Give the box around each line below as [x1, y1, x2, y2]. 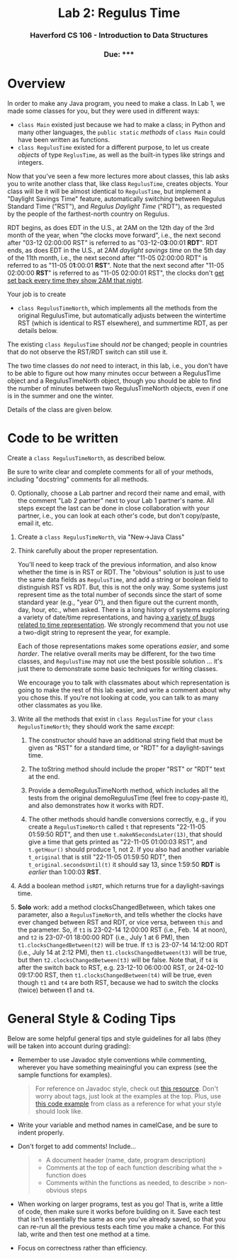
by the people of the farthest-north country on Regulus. [7, 209, 170, 218]
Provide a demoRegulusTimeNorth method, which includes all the [28, 786, 220, 795]
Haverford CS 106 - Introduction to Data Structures [30, 31, 208, 40]
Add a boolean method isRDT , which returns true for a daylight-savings [17, 881, 225, 890]
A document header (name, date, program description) [45, 1155, 206, 1164]
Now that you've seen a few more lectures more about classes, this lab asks [7, 172, 229, 180]
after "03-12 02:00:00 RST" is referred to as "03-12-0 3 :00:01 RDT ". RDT [7, 238, 218, 246]
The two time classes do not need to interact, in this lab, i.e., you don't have [7, 361, 228, 370]
